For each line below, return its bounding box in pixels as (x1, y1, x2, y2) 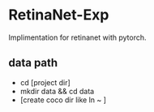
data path (8, 56, 58, 70)
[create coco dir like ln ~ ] (19, 95, 107, 105)
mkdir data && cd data (19, 86, 95, 96)
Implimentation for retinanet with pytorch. (8, 32, 147, 42)
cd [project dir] (19, 77, 71, 87)
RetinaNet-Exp (8, 6, 109, 24)
